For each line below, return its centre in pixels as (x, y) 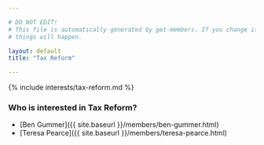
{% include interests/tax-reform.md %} (71, 88)
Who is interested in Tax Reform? (73, 108)
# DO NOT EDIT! (33, 22)
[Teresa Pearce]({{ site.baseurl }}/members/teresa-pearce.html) (123, 133)
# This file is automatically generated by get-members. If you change (128, 29)
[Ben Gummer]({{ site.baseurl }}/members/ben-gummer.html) (119, 125)
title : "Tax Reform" (42, 58)
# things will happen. (45, 37)
